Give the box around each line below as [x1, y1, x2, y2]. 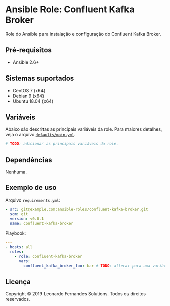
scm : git [10, 211, 28, 216]
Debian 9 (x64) [12, 93, 45, 99]
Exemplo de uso [5, 183, 57, 192]
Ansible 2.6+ [12, 59, 39, 65]
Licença [5, 278, 31, 286]
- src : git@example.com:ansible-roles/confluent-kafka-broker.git [5, 207, 148, 212]
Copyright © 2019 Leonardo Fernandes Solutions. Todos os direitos [5, 291, 146, 297]
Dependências [5, 156, 52, 164]
